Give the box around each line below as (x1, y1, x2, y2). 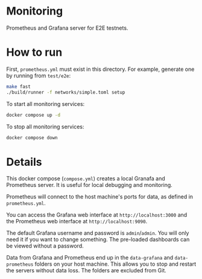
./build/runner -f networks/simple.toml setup (6, 89, 125, 95)
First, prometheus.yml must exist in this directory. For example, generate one (6, 65, 195, 73)
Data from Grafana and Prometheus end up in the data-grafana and (6, 254, 174, 261)
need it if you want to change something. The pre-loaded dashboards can (6, 236, 190, 243)
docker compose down (6, 134, 58, 140)
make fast (6, 84, 31, 90)
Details (6, 155, 42, 169)
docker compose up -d (6, 112, 61, 118)
